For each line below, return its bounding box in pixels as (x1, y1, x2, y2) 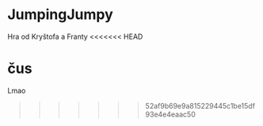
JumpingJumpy (7, 6, 114, 24)
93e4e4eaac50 (145, 109, 196, 119)
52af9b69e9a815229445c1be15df (145, 101, 255, 110)
